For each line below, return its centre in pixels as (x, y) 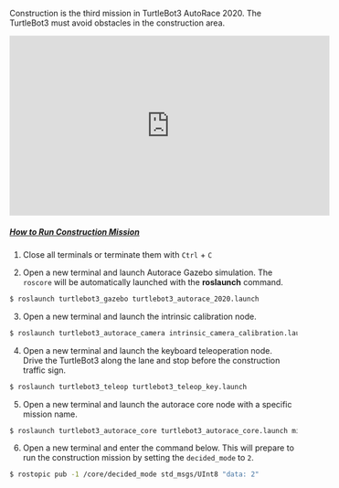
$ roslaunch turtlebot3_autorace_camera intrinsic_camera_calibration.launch (161, 333)
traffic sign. (44, 370)
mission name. (50, 414)
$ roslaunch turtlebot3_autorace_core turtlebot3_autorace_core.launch (148, 430)
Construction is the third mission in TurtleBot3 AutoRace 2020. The (136, 13)
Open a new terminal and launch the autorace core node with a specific (157, 404)
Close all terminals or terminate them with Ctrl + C (117, 254)
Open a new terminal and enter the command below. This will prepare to (159, 448)
